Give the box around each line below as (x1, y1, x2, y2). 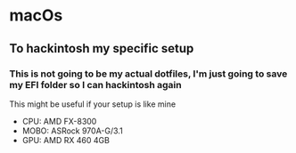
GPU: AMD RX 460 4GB (21, 134, 110, 145)
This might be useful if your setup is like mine (9, 99, 177, 109)
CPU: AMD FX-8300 (21, 116, 97, 126)
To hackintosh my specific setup (9, 41, 194, 56)
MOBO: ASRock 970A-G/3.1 (21, 125, 123, 136)
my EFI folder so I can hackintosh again (9, 78, 182, 91)
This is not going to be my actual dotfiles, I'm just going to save (9, 68, 288, 80)
